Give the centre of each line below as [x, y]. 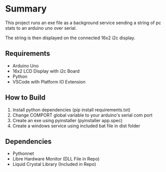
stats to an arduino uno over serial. [41, 28]
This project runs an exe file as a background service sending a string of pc [83, 23]
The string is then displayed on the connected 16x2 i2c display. [70, 38]
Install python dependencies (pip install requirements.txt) [71, 110]
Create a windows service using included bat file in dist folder [76, 126]
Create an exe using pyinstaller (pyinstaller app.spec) [67, 120]
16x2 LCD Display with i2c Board [46, 71]
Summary [26, 9]
